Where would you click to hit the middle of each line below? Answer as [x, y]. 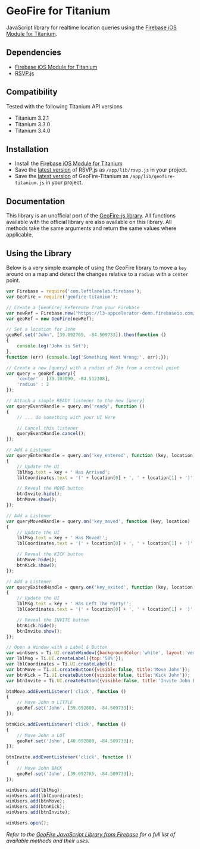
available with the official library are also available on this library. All [89, 222]
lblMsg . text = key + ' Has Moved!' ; [62, 538]
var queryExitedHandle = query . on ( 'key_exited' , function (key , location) [101, 587]
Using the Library [39, 254]
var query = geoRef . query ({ [41, 374]
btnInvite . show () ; [40, 631]
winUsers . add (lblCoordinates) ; [45, 796]
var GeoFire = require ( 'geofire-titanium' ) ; [62, 297]
